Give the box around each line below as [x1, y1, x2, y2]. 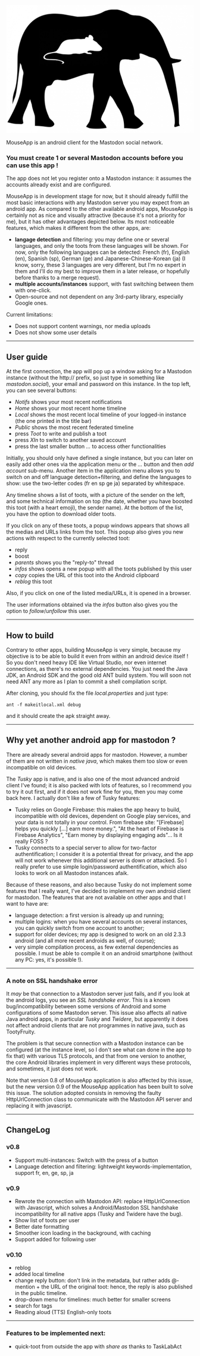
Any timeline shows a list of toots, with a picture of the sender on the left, [6, 492, 186, 499]
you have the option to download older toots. [6, 510, 116, 518]
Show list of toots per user [14, 1217, 80, 1224]
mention [14, 1283, 36, 1290]
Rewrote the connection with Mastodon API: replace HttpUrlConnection [14, 1198, 190, 1205]
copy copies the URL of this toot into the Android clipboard [14, 572, 160, 579]
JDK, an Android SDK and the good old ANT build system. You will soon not [6, 671, 192, 679]
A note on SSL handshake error [6, 976, 98, 984]
